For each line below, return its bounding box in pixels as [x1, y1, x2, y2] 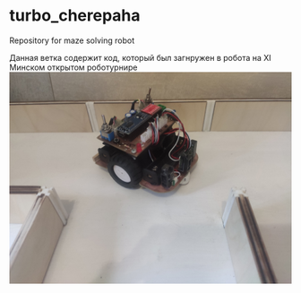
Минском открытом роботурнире [9, 62, 138, 73]
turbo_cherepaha [9, 5, 141, 26]
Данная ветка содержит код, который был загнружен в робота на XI [9, 52, 271, 63]
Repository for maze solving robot [9, 35, 135, 46]
